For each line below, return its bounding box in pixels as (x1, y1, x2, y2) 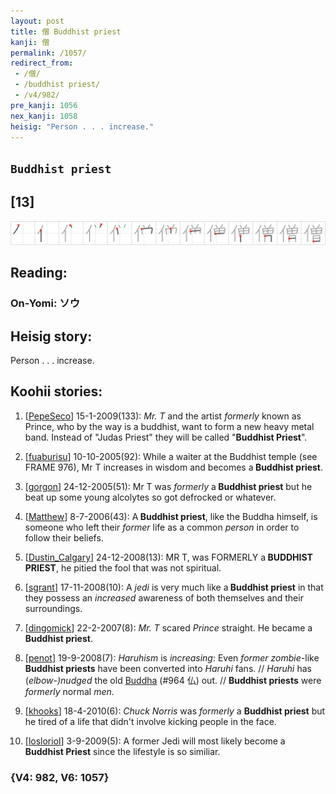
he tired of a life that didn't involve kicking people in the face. (24, 715, 277, 727)
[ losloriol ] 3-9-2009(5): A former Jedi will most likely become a (24, 735, 286, 747)
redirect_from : (10, 58, 74, 69)
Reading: (10, 265, 68, 282)
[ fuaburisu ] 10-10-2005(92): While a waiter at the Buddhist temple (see (24, 450, 318, 462)
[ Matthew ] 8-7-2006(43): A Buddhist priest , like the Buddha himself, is (24, 510, 318, 522)
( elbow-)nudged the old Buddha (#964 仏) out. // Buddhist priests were (24, 674, 322, 686)
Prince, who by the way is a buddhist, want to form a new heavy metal (24, 420, 315, 432)
